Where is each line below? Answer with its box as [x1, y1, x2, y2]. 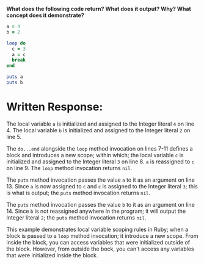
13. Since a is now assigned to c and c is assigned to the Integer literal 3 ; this [6, 182, 199, 190]
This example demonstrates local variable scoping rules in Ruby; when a [6, 226, 189, 233]
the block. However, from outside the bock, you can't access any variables [6, 245, 194, 252]
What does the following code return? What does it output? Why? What [6, 5, 191, 12]
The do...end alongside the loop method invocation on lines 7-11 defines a [6, 144, 194, 152]
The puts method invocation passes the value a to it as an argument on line [6, 176, 195, 184]
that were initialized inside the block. [6, 251, 98, 259]
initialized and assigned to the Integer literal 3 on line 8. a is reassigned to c [6, 158, 195, 165]
